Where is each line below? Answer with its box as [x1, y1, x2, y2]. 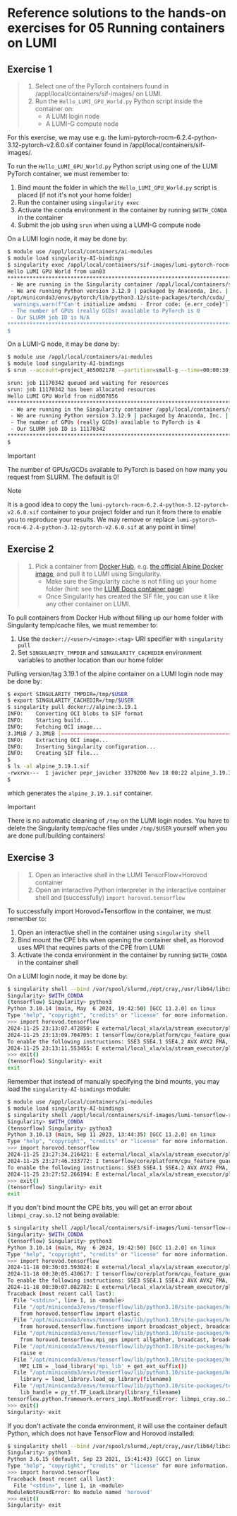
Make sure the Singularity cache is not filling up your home [45, 577, 217, 585]
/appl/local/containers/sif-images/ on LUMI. [35, 90, 163, 98]
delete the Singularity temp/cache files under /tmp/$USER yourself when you [7, 823, 228, 832]
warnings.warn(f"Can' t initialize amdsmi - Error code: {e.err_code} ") [13, 301, 229, 308]
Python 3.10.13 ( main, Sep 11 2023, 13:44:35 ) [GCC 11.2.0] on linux [7, 1131, 217, 1138]
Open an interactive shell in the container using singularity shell [17, 928, 210, 937]
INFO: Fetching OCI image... [7, 723, 102, 730]
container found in [75, 141, 128, 149]
